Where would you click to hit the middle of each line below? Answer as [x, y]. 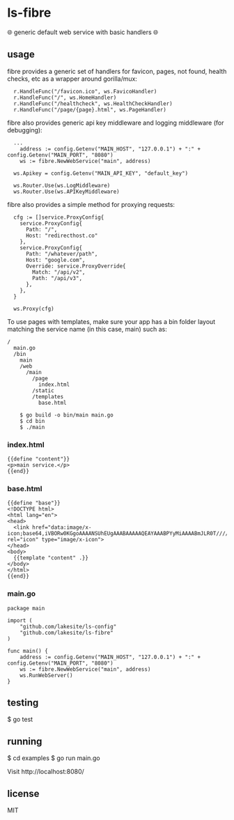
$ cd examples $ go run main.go [54, 758]
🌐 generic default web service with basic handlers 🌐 [83, 32]
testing [23, 703]
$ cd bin [32, 421]
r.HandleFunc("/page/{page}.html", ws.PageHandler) [90, 109]
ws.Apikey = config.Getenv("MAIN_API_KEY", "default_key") [101, 173]
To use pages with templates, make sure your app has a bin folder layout [111, 321]
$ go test [20, 720]
